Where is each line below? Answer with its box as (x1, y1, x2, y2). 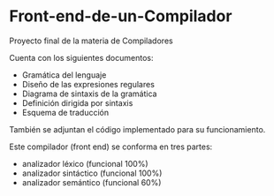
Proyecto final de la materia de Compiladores (9, 35, 174, 46)
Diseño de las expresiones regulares (21, 79, 155, 89)
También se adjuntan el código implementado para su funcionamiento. (9, 124, 266, 134)
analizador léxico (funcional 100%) (21, 158, 148, 169)
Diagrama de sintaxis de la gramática (21, 88, 157, 99)
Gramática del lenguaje (21, 69, 107, 80)
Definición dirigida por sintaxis (21, 97, 133, 108)
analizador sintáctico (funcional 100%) (21, 168, 163, 178)
